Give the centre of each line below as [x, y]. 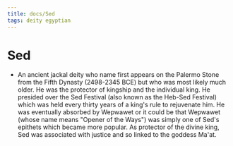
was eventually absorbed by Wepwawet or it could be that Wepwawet [119, 112]
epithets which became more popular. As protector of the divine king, [119, 127]
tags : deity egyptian [39, 20]
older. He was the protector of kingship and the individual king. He [114, 90]
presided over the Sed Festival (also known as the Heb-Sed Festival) [117, 97]
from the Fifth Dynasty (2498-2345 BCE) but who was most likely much [122, 83]
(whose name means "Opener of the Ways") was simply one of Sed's [118, 120]
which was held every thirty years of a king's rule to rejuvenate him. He [121, 105]
